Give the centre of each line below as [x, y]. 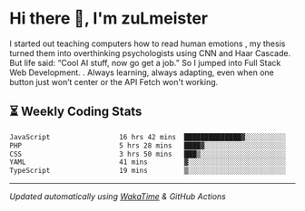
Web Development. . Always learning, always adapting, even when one [142, 72]
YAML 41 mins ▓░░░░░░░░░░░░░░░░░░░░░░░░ [148, 162]
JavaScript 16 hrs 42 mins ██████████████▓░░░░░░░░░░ [148, 137]
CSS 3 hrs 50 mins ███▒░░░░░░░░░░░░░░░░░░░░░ [148, 154]
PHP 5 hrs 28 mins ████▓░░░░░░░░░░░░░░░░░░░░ [148, 145]
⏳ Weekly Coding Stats [76, 112]
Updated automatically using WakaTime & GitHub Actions [118, 197]
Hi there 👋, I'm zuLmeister [109, 19]
